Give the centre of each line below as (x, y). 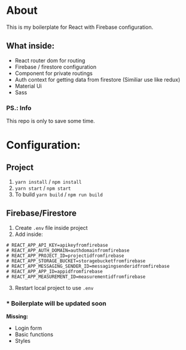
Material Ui (28, 86)
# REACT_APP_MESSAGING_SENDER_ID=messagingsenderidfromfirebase (88, 266)
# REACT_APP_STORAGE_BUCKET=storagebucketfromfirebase (76, 261)
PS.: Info (19, 107)
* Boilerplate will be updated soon (56, 303)
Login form (28, 328)
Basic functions (34, 334)
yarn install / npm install (48, 182)
